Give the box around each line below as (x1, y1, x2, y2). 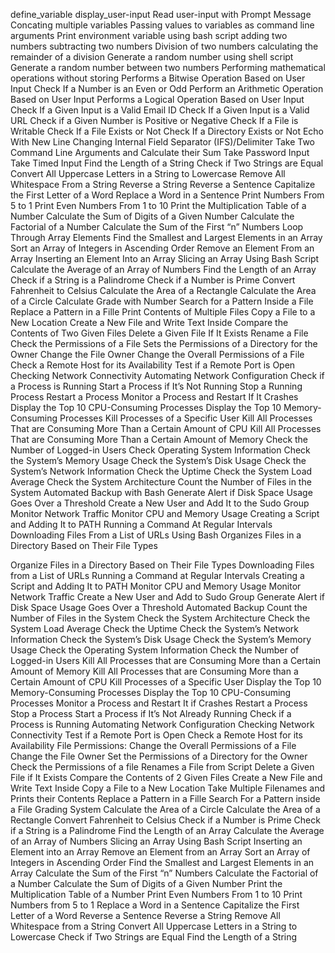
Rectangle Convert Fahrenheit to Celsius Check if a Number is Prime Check (10, 814, 321, 826)
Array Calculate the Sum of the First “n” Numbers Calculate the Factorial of (10, 867, 319, 879)
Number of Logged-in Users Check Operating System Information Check (10, 444, 311, 456)
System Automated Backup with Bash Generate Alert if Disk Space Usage (10, 487, 313, 498)
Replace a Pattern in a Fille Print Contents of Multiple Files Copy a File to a (10, 306, 316, 318)
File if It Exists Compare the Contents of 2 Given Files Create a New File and (10, 772, 323, 783)
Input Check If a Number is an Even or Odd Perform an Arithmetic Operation (10, 83, 324, 94)
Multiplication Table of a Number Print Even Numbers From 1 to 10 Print (10, 889, 303, 900)
